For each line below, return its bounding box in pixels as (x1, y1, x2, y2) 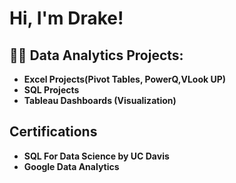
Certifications (9, 123, 98, 141)
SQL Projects (23, 84, 80, 96)
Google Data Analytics (23, 160, 120, 172)
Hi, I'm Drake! (9, 7, 124, 30)
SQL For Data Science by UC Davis (23, 150, 170, 162)
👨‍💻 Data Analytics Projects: (9, 47, 184, 64)
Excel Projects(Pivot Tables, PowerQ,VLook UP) (23, 73, 227, 85)
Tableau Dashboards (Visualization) (23, 95, 177, 106)
